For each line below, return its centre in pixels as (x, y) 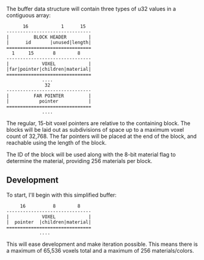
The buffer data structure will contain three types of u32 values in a (91, 9)
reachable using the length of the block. (56, 143)
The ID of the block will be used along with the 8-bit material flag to (91, 154)
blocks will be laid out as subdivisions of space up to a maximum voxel (95, 130)
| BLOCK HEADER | (49, 37)
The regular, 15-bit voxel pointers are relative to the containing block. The (98, 123)
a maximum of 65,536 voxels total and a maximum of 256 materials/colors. (100, 250)
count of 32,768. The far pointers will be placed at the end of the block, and (102, 136)
